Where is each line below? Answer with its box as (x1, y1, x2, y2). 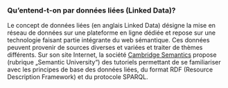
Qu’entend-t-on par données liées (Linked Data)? (7, 6, 176, 15)
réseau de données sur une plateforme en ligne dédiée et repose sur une (7, 28, 216, 37)
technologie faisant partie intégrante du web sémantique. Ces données (7, 36, 210, 44)
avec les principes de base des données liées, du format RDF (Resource (7, 65, 213, 74)
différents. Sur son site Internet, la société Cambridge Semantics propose (7, 51, 217, 59)
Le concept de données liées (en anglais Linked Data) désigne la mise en (7, 21, 216, 30)
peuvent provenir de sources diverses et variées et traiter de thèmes (7, 44, 203, 52)
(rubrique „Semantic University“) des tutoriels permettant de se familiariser (7, 58, 222, 67)
